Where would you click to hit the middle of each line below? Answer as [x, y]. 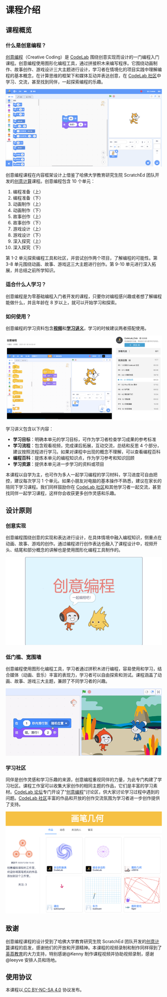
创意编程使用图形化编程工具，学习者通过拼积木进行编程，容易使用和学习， [82, 669]
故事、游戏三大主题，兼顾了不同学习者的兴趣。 [62, 681]
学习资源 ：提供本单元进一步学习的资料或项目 [58, 464]
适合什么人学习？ [26, 284]
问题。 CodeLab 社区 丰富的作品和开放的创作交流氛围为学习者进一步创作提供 [83, 798]
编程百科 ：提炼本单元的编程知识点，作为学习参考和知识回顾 [74, 458]
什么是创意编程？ [26, 45]
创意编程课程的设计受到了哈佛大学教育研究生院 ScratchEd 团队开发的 [76, 941]
